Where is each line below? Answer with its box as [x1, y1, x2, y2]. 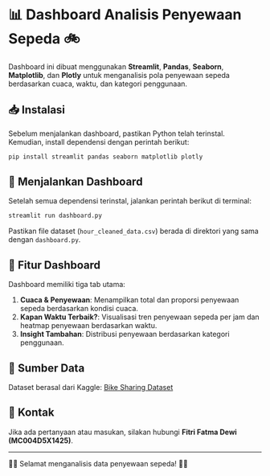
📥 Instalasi [8, 103, 66, 117]
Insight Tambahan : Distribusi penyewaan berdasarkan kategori [19, 330, 231, 339]
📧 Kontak [8, 406, 55, 420]
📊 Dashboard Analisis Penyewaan [8, 6, 242, 24]
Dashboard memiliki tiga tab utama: [8, 280, 126, 289]
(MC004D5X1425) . [8, 435, 74, 445]
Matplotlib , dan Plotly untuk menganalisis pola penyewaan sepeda [8, 70, 231, 80]
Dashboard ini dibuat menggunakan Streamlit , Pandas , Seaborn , [8, 61, 224, 72]
